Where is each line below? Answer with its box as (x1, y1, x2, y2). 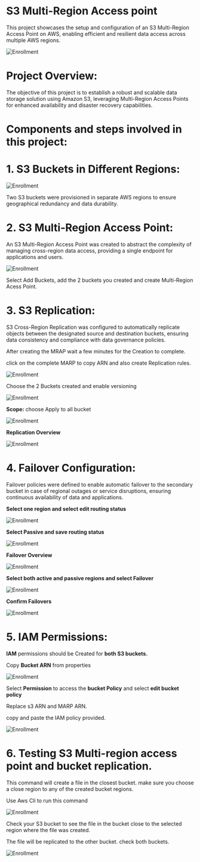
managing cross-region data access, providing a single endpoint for (6, 247, 173, 254)
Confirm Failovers (6, 598, 52, 605)
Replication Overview (6, 429, 61, 436)
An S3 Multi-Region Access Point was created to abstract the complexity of (6, 241, 192, 248)
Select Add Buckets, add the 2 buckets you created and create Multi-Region (6, 276, 193, 284)
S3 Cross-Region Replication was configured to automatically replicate (6, 324, 180, 331)
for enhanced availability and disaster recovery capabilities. (6, 101, 153, 109)
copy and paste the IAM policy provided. (6, 714, 106, 721)
